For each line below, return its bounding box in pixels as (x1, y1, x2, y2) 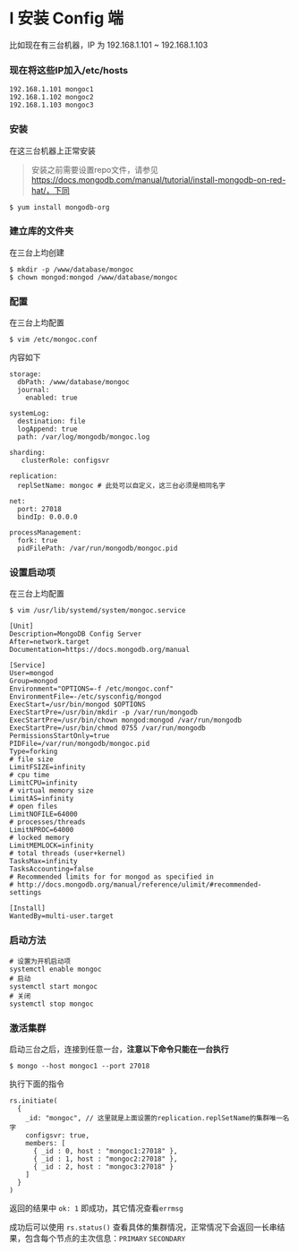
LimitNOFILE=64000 (9, 810, 78, 819)
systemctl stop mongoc (9, 999, 94, 1008)
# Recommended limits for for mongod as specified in (9, 872, 215, 882)
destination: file (17, 417, 87, 426)
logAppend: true (17, 424, 78, 434)
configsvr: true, (25, 1131, 90, 1140)
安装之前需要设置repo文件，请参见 (30, 164, 158, 175)
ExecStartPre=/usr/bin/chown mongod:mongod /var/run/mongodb (9, 716, 243, 725)
